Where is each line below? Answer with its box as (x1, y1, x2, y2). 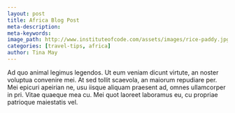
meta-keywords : (7, 29, 52, 37)
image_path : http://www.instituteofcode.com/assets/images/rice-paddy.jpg (7, 36, 230, 43)
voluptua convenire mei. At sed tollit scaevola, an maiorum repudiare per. (7, 75, 218, 84)
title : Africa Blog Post (7, 17, 80, 24)
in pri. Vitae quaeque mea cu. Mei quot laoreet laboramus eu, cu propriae (7, 90, 218, 98)
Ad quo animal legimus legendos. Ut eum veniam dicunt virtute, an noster (7, 68, 219, 77)
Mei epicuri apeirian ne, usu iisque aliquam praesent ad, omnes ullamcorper (7, 83, 226, 91)
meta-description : (7, 23, 61, 30)
